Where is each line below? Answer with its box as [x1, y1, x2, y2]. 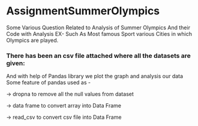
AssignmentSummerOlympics [6, 4, 160, 18]
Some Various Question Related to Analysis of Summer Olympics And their [6, 24, 191, 31]
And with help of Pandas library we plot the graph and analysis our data [6, 73, 184, 80]
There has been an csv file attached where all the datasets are [6, 51, 191, 60]
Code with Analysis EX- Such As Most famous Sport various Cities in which [6, 30, 193, 37]
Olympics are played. [6, 36, 59, 44]
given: [6, 59, 25, 67]
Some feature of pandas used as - [6, 79, 91, 86]
